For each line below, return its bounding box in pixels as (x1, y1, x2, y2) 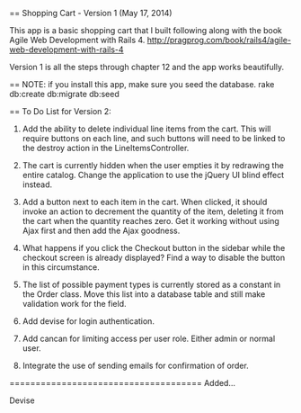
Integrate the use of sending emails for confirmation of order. (22, 360, 249, 371)
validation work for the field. (22, 299, 128, 309)
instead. (22, 179, 53, 190)
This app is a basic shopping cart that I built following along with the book (9, 25, 283, 35)
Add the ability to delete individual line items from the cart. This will (22, 123, 271, 134)
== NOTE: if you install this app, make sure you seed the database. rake (9, 79, 275, 89)
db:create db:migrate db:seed (9, 89, 120, 99)
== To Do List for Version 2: (9, 106, 112, 116)
